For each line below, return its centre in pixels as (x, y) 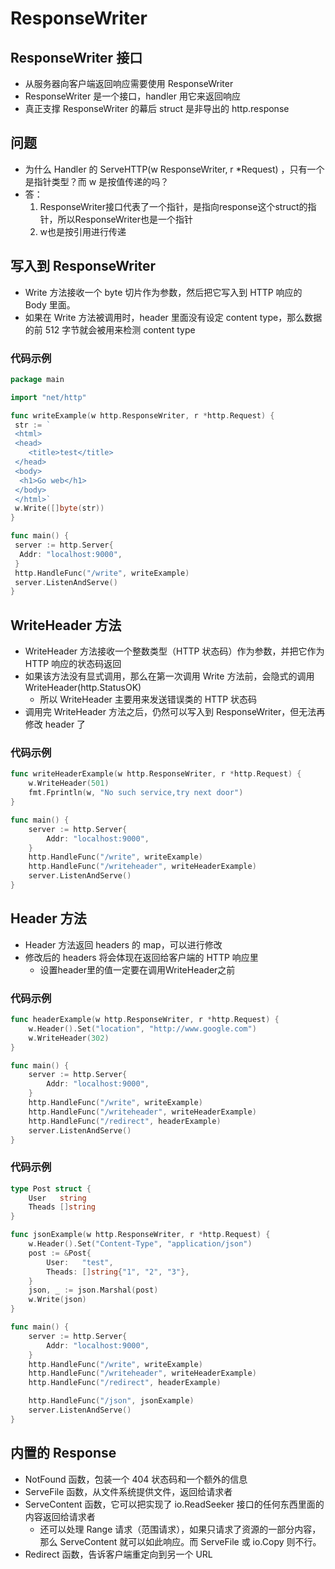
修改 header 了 (55, 724)
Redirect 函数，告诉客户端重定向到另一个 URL (118, 1554)
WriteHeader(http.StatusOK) (83, 688)
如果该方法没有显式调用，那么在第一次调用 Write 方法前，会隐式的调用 (169, 676)
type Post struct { (51, 1188)
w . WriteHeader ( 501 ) (69, 783)
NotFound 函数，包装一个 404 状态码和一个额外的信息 (136, 1479)
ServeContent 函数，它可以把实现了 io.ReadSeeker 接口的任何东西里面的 (174, 1504)
